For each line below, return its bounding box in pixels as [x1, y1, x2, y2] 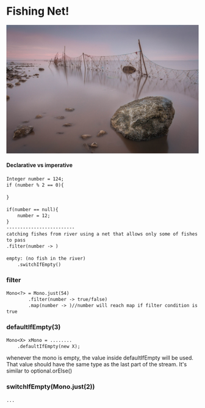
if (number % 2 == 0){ [6, 182, 64, 188]
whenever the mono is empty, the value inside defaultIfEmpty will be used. [6, 354, 194, 362]
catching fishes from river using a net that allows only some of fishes [6, 231, 198, 237]
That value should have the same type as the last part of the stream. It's [6, 361, 187, 368]
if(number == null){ [6, 206, 59, 212]
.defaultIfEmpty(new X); [17, 344, 81, 350]
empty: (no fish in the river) [6, 255, 86, 261]
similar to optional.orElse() [6, 367, 73, 374]
